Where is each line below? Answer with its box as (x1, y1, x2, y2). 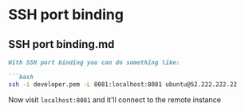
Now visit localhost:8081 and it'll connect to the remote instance (8, 94, 222, 105)
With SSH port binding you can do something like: (8, 58, 180, 66)
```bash (8, 73, 34, 81)
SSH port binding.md (8, 38, 115, 51)
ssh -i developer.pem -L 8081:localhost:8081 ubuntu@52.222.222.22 (8, 80, 238, 89)
